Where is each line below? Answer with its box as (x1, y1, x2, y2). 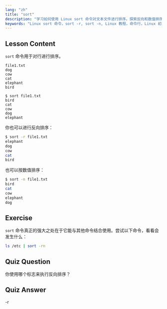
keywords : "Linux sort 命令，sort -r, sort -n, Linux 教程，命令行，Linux (5, 21, 156, 26)
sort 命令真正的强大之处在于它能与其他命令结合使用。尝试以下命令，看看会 (5, 228, 159, 234)
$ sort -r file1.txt (5, 134, 48, 139)
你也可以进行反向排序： (5, 124, 53, 130)
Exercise (5, 214, 33, 222)
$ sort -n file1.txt (5, 177, 48, 182)
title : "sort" (5, 12, 35, 17)
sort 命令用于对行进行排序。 (5, 53, 64, 60)
